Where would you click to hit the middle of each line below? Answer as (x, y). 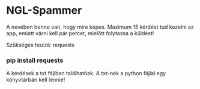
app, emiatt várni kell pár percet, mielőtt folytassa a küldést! (80, 33)
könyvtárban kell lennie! (36, 80)
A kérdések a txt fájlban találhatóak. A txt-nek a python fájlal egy (86, 73)
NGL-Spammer (44, 10)
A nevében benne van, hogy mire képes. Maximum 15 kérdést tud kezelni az (100, 27)
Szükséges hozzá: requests (41, 45)
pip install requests (35, 60)
